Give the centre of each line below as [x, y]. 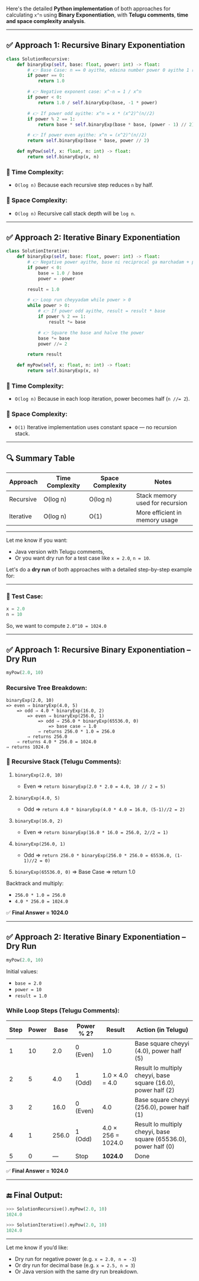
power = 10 [28, 989]
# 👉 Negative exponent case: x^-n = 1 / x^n [85, 92]
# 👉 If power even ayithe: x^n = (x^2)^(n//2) [87, 135]
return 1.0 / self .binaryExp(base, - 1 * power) [98, 103]
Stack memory [156, 496]
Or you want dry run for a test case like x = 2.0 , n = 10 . [83, 558]
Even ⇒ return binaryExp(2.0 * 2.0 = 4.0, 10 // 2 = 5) [94, 786]
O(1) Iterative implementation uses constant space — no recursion [96, 427]
